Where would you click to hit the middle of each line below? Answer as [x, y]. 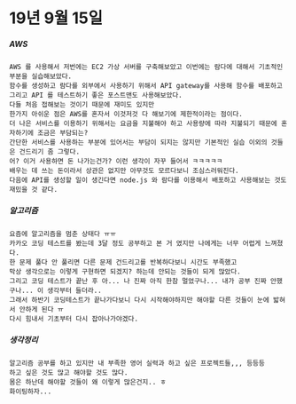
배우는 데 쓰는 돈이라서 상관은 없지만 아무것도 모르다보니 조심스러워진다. [124, 171]
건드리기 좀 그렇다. [50, 152]
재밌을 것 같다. [34, 190]
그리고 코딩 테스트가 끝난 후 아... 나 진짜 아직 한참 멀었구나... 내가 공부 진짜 [138, 281]
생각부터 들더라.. [74, 291]
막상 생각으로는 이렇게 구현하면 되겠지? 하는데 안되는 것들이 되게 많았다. [125, 272]
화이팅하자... [31, 392]
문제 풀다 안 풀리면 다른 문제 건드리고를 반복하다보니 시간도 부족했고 [128, 263]
